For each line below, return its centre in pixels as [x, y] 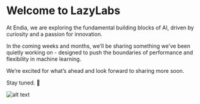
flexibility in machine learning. [44, 59]
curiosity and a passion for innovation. [54, 34]
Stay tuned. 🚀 [23, 83]
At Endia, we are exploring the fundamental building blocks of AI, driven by [100, 28]
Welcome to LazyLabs [63, 11]
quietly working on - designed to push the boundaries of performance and [100, 52]
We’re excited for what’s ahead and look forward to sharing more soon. [95, 70]
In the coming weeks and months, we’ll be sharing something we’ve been [98, 46]
